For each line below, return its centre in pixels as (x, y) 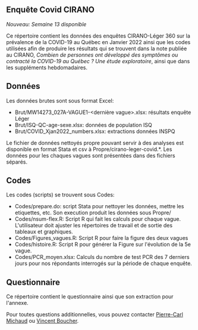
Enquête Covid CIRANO (51, 10)
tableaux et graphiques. (44, 232)
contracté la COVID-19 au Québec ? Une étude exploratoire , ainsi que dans (98, 61)
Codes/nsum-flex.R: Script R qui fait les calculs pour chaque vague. (98, 219)
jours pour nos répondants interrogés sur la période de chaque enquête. (103, 263)
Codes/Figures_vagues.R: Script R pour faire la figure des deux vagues (101, 238)
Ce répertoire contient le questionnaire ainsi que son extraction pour (90, 297)
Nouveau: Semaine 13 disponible (46, 24)
